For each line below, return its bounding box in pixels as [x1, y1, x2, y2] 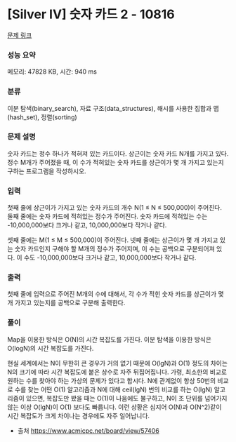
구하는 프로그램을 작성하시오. [7, 166, 86, 175]
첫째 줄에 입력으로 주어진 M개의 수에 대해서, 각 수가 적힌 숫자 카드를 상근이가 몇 [7, 290, 224, 298]
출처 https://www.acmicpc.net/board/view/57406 [17, 426, 159, 435]
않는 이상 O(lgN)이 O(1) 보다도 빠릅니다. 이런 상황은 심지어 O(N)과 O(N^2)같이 [7, 403, 222, 411]
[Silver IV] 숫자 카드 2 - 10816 [7, 6, 176, 22]
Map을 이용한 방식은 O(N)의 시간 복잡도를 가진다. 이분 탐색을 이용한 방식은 [7, 335, 212, 344]
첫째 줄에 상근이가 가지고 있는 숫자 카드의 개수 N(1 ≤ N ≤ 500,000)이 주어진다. [7, 203, 223, 212]
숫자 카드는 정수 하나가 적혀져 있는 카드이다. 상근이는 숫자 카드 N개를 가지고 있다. [7, 149, 229, 158]
